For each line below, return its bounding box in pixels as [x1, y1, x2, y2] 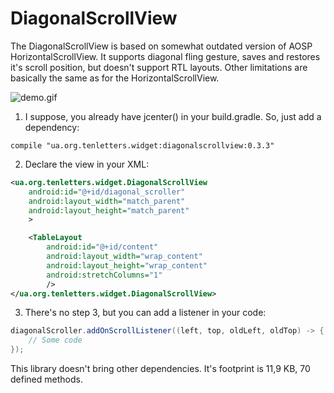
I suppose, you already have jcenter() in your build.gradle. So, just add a [24, 110, 322, 122]
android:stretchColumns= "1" [46, 270, 163, 280]
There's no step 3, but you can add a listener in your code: [24, 307, 267, 319]
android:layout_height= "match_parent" [28, 205, 190, 216]
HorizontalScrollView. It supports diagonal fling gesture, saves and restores [10, 50, 321, 62]
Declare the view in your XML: [24, 158, 150, 170]
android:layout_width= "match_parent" [28, 196, 186, 206]
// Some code [28, 335, 83, 346]
